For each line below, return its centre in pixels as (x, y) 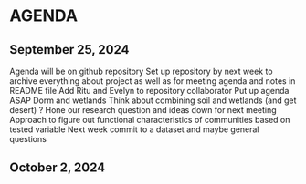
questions (28, 139)
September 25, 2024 (69, 50)
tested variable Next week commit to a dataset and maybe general (134, 129)
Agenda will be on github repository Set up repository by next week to (141, 71)
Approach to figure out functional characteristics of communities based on (150, 120)
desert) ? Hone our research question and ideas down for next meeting (143, 110)
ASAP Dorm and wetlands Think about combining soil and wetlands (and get (153, 100)
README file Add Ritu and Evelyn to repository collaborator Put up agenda (149, 91)
